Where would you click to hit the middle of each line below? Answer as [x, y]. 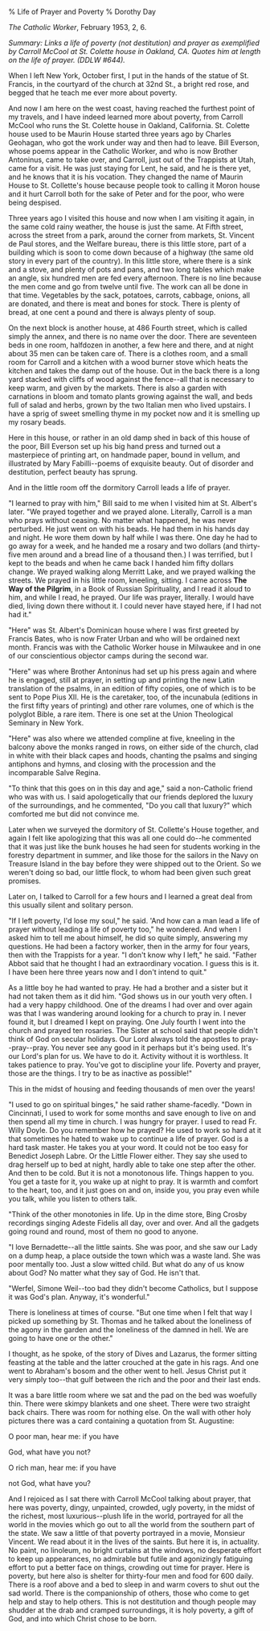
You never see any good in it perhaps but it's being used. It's [151, 1048]
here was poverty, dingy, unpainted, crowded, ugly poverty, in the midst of [132, 1507]
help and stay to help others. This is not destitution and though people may [133, 1602]
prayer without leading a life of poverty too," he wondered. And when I [125, 929]
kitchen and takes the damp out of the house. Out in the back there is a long [134, 371]
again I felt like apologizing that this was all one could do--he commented [130, 838]
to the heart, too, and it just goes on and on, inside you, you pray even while [134, 1190]
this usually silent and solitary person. [71, 905]
